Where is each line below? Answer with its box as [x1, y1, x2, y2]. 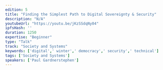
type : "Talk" [5, 39, 32, 44]
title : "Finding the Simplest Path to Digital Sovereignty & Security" [5, 12, 157, 17]
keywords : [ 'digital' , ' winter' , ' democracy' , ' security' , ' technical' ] [5, 48, 159, 53]
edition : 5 [5, 7, 28, 12]
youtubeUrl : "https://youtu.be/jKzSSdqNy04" [5, 21, 99, 26]
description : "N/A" [5, 16, 46, 21]
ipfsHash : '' [5, 26, 32, 31]
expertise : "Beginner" [5, 35, 52, 40]
